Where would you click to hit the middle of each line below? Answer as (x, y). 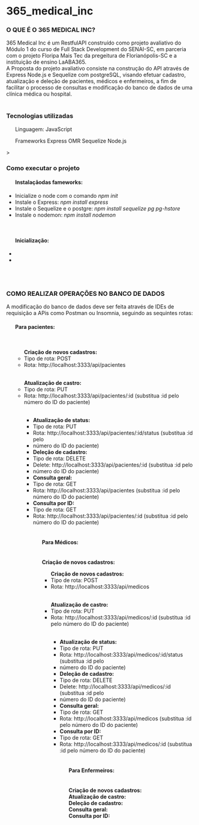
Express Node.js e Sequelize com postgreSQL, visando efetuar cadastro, (96, 75)
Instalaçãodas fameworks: (49, 182)
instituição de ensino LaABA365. (46, 62)
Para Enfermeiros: (92, 770)
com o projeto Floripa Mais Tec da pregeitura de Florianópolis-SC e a (91, 56)
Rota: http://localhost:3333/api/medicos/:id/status (121, 654)
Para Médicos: (60, 542)
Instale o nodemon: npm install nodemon (65, 215)
